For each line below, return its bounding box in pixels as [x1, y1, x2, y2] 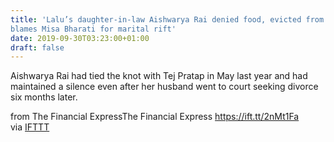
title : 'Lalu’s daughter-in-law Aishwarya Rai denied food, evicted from [10, 14, 325, 25]
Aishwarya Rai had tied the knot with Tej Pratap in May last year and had [10, 70, 308, 82]
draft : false [10, 42, 65, 53]
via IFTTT [10, 121, 50, 133]
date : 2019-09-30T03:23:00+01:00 [10, 33, 150, 43]
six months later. [10, 91, 78, 103]
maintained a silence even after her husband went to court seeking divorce [10, 81, 319, 93]
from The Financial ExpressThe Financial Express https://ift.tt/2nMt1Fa [10, 111, 300, 123]
